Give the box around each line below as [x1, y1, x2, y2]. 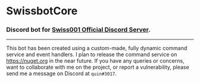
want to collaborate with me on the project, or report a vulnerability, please [6, 64, 189, 71]
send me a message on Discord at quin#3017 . [6, 70, 117, 77]
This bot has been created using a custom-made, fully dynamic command [6, 45, 187, 52]
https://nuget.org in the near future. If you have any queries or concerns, [6, 57, 185, 64]
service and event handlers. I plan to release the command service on [6, 51, 177, 58]
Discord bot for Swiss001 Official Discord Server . [6, 26, 151, 34]
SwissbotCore [6, 4, 78, 18]
